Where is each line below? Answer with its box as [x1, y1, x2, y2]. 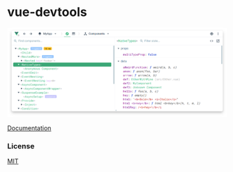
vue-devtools [7, 4, 87, 20]
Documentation [7, 123, 52, 132]
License [7, 141, 35, 150]
